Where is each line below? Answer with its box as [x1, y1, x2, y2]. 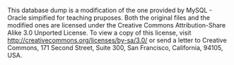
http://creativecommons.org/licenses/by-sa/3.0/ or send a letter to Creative [7, 36, 228, 45]
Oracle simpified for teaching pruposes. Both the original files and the [7, 13, 211, 22]
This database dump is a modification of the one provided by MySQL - [7, 6, 213, 14]
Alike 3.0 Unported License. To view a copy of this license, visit [7, 28, 192, 37]
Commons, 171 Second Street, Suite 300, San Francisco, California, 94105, [7, 44, 223, 52]
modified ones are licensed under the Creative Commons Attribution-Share [7, 21, 226, 29]
